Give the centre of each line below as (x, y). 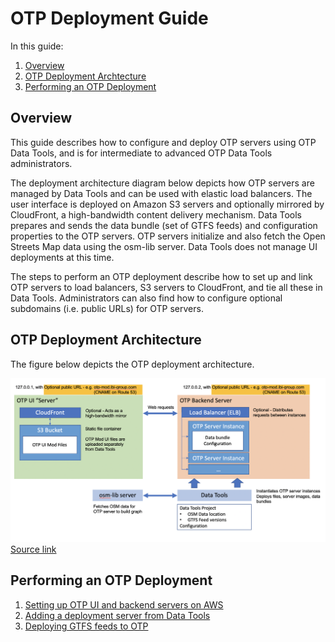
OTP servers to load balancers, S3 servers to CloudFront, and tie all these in (166, 287)
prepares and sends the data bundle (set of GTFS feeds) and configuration (164, 225)
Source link (33, 549)
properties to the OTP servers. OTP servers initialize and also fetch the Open (168, 236)
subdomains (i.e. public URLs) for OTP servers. (107, 308)
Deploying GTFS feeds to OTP (86, 626)
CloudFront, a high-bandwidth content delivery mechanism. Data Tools (156, 214)
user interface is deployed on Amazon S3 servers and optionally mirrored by (167, 204)
